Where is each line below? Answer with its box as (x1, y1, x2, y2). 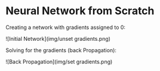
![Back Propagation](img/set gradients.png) (5, 58, 113, 65)
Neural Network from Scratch (5, 4, 155, 18)
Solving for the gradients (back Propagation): (5, 46, 117, 54)
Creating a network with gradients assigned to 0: (5, 24, 126, 31)
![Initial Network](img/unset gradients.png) (5, 35, 111, 42)
